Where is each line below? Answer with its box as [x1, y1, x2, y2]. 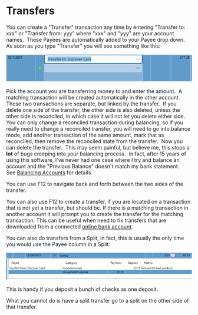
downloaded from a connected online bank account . [6, 223, 134, 230]
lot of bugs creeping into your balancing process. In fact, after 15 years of [6, 150, 187, 157]
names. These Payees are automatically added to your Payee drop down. [6, 36, 185, 43]
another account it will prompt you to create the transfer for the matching [6, 211, 184, 218]
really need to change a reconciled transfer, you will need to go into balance [6, 125, 190, 132]
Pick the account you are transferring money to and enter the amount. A [6, 88, 183, 95]
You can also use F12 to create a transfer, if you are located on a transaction [6, 198, 191, 205]
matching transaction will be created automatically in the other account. [6, 94, 180, 101]
